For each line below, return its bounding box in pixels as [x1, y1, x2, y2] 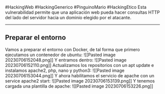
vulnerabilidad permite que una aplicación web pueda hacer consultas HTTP [5, 9, 160, 15]
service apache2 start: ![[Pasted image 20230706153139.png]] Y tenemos [5, 78, 155, 84]
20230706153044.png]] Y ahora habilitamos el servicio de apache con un [5, 72, 155, 78]
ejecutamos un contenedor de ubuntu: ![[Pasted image [5, 52, 116, 58]
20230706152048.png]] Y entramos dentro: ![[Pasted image [5, 57, 127, 63]
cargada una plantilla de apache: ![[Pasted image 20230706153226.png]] [5, 83, 154, 89]
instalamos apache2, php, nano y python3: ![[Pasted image [5, 67, 125, 73]
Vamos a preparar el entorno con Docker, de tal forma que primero [5, 46, 140, 52]
